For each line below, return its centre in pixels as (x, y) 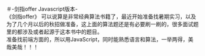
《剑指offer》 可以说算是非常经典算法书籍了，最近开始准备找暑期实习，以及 (101, 16)
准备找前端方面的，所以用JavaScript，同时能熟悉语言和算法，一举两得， (97, 39)
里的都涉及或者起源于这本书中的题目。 (54, 32)
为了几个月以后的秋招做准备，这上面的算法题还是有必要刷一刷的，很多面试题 (103, 24)
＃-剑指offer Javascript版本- (42, 9)
